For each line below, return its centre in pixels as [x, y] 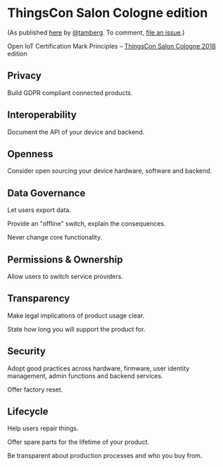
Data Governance [46, 193]
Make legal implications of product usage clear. [76, 316]
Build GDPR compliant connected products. [70, 92]
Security [26, 351]
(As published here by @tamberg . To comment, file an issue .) [96, 32]
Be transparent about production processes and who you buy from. [105, 456]
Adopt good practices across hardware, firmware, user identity [98, 368]
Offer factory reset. [35, 390]
